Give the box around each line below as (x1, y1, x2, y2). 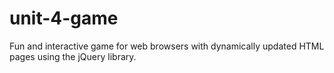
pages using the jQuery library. (9, 50, 137, 62)
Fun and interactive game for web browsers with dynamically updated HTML (9, 40, 325, 52)
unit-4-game (9, 7, 119, 30)
